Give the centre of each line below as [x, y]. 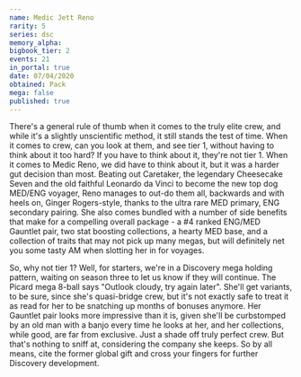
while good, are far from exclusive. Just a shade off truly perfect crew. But [147, 335]
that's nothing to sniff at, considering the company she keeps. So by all [141, 344]
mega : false [31, 92]
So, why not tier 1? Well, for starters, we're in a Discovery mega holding [141, 268]
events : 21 [30, 59]
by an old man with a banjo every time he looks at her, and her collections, [147, 325]
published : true [40, 101]
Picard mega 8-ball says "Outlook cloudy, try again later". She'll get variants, [151, 287]
